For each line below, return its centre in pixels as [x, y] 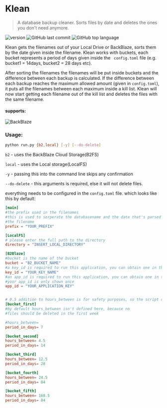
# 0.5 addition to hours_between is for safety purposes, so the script [82, 300]
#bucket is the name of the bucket [42, 258]
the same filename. [25, 99]
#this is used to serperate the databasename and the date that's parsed [83, 217]
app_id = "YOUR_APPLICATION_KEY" [40, 286]
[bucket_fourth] [22, 373]
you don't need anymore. [43, 27]
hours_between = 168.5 [28, 396]
